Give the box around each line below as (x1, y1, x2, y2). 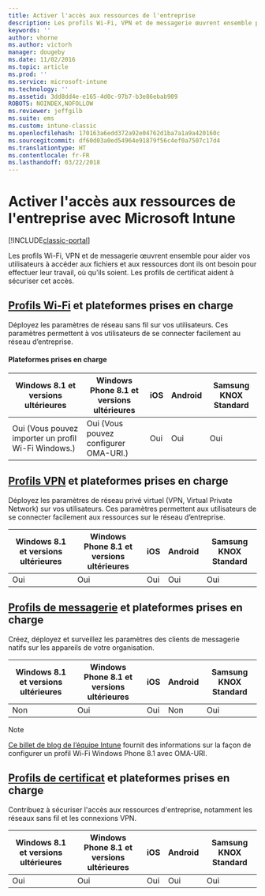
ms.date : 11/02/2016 (8, 56, 77, 64)
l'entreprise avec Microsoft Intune (8, 210, 236, 228)
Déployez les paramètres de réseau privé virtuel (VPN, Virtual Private (8, 495, 233, 505)
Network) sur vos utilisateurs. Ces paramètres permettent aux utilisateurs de (8, 504, 257, 513)
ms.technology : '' (8, 85, 69, 93)
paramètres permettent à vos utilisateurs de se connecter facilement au (8, 328, 241, 338)
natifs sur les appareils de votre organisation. (8, 642, 155, 652)
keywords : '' (8, 26, 51, 34)
